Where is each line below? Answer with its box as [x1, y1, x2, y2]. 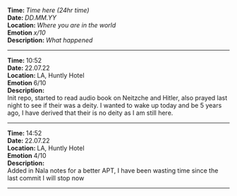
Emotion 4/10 [7, 152, 47, 159]
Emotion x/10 [7, 28, 46, 37]
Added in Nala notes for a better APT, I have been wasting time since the [7, 166, 219, 175]
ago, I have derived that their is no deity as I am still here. [7, 109, 174, 117]
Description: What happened [7, 36, 93, 44]
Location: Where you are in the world [7, 21, 116, 29]
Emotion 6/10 [7, 79, 47, 87]
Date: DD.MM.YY [7, 13, 57, 22]
